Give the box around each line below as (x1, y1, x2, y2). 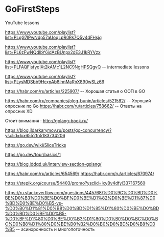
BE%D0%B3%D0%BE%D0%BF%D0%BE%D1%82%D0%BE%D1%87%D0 (5, 195, 156, 201)
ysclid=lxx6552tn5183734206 (5, 132, 65, 138)
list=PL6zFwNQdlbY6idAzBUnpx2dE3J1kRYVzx (5, 49, 101, 55)
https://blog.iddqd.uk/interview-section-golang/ (5, 161, 102, 167)
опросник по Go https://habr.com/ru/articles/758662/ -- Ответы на (5, 103, 142, 109)
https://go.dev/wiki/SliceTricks (5, 142, 67, 148)
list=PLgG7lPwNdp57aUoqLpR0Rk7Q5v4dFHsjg (5, 34, 102, 40)
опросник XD (5, 108, 33, 114)
